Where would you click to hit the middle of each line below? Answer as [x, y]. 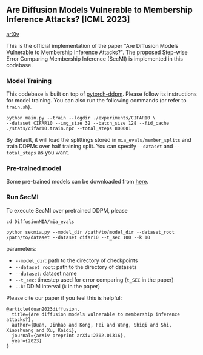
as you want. [53, 153]
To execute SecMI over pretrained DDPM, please [67, 210]
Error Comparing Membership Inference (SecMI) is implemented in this [95, 58]
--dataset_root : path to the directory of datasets [76, 267]
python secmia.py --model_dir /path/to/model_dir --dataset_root [90, 232]
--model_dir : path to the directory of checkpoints [76, 260]
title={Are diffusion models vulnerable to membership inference [96, 314]
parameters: [22, 248]
